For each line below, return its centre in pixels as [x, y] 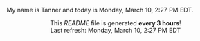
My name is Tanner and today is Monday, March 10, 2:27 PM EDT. [100, 10]
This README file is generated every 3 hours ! [116, 23]
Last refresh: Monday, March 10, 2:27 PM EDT [116, 30]
